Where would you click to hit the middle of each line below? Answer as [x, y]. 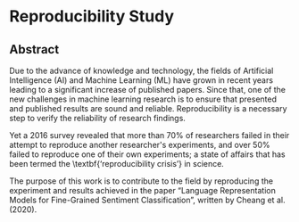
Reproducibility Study [91, 16]
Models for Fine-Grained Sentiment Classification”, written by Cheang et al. [147, 200]
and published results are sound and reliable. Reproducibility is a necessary [148, 108]
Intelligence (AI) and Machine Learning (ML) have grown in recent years [141, 80]
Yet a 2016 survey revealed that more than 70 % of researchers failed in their [149, 135]
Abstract [34, 49]
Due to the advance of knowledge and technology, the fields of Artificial [141, 70]
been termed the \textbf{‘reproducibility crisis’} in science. [117, 164]
